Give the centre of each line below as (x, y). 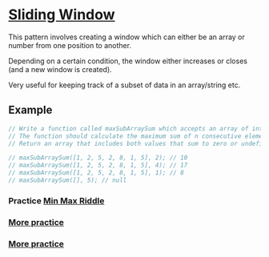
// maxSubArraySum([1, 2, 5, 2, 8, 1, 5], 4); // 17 (98, 166)
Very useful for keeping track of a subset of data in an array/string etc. (124, 85)
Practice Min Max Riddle (56, 200)
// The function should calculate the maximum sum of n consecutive (125, 136)
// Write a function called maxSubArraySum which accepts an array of (128, 128)
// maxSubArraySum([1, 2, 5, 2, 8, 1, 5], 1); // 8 (96, 173)
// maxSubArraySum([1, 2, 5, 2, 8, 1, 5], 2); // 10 (98, 158)
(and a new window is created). (60, 69)
